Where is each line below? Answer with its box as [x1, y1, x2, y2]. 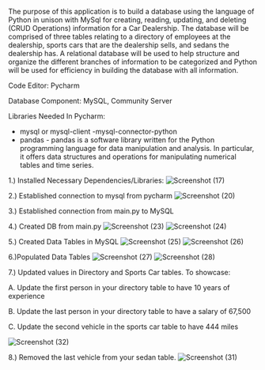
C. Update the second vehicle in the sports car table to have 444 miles [8, 322, 239, 331]
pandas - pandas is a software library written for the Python [19, 135, 215, 145]
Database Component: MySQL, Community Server [8, 96, 172, 105]
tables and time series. [19, 160, 94, 169]
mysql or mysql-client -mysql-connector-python [19, 126, 178, 136]
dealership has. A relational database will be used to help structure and [8, 49, 240, 58]
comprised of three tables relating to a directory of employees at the [8, 32, 231, 41]
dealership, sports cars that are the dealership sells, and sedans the [8, 40, 229, 50]
